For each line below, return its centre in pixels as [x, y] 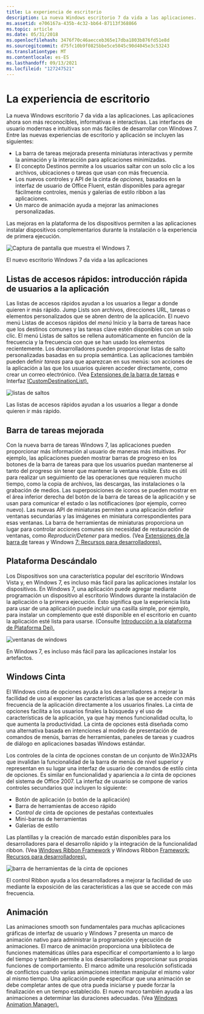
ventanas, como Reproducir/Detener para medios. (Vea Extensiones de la [98, 535]
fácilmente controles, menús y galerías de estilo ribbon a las [90, 192]
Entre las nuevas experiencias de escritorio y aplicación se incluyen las [95, 135]
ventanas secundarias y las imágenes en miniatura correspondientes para [99, 516]
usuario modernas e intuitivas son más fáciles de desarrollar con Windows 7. [102, 129]
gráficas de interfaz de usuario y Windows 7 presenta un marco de [90, 934]
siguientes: [20, 141]
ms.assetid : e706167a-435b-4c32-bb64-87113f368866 [72, 23]
